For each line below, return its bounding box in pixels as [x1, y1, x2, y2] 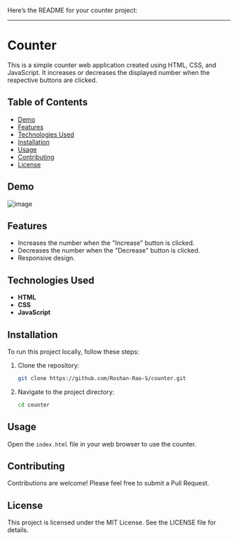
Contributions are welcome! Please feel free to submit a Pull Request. [7, 479, 210, 488]
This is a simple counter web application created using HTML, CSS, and [7, 60, 217, 69]
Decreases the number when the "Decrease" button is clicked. [17, 246, 200, 255]
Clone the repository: [17, 361, 80, 369]
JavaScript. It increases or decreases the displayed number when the [7, 68, 210, 76]
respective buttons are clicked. [7, 76, 98, 84]
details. [7, 526, 29, 534]
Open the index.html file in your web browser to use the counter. [7, 440, 197, 448]
